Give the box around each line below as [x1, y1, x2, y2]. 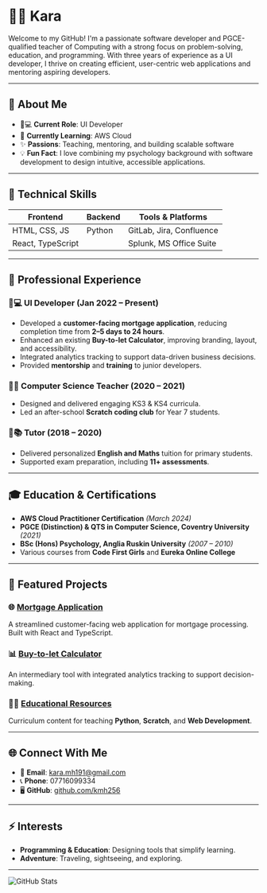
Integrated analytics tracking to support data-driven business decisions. [19, 352, 257, 362]
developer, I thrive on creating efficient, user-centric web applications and [8, 59, 251, 68]
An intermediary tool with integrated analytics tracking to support [8, 670, 222, 679]
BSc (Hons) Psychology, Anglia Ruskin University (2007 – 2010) [19, 538, 234, 548]
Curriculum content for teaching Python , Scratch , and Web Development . [8, 716, 253, 725]
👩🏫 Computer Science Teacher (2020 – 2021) [8, 381, 185, 392]
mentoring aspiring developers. [8, 67, 111, 76]
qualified [8, 41, 37, 51]
